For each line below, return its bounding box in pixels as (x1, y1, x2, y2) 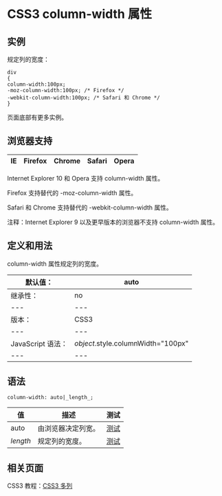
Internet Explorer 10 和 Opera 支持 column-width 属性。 (7, 174, 164, 182)
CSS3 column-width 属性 (7, 6, 153, 22)
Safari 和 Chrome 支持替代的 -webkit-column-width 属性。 (7, 203, 173, 212)
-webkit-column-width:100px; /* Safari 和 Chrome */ (7, 94, 160, 101)
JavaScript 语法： (10, 339, 68, 348)
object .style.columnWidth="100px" (74, 338, 189, 348)
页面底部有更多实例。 (7, 113, 67, 121)
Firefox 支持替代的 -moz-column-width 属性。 (7, 188, 137, 196)
